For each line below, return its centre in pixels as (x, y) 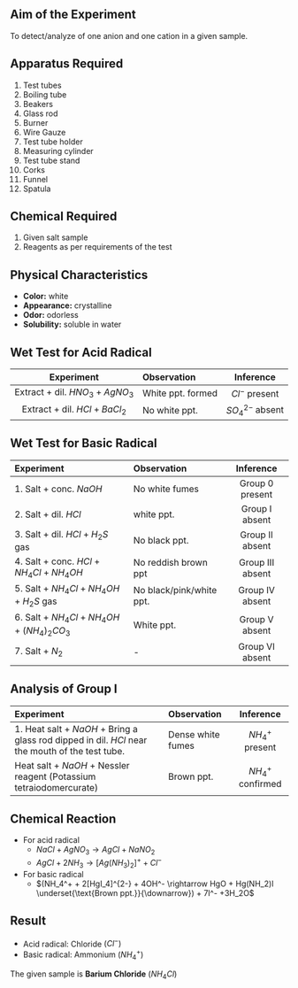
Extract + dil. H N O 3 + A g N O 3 (74, 393)
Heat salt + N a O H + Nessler (73, 765)
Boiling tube (45, 94)
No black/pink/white (175, 590)
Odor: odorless (50, 315)
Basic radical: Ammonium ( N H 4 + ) (83, 954)
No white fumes (166, 489)
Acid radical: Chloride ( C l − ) (72, 943)
